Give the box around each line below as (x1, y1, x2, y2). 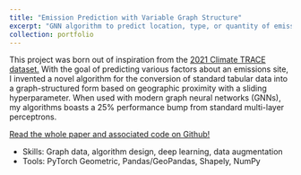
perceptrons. (9, 111, 57, 122)
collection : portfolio (9, 30, 94, 39)
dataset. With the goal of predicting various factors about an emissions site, (9, 64, 289, 74)
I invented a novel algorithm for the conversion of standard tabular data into (9, 74, 288, 84)
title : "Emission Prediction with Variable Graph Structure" (9, 13, 243, 22)
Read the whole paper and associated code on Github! (9, 129, 211, 140)
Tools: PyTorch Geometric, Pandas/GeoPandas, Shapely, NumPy (21, 156, 262, 167)
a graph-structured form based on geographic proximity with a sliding (9, 83, 267, 94)
